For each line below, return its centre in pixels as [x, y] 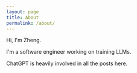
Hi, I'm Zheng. [24, 40]
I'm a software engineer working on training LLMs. [69, 52]
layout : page [23, 12]
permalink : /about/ [31, 23]
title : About [23, 17]
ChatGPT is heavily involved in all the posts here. [67, 63]
